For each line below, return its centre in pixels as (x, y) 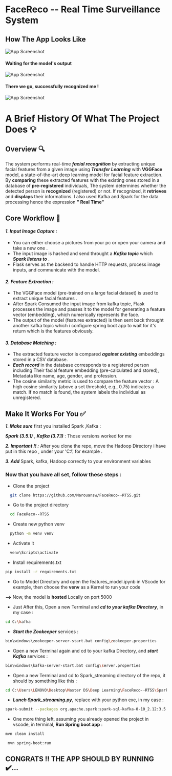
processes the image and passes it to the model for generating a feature (89, 309)
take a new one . (30, 248)
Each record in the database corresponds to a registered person (81, 365)
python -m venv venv (32, 534)
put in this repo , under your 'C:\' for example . (54, 451)
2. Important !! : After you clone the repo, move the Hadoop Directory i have (86, 446)
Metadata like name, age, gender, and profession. (65, 376)
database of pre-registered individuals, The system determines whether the (86, 186)
